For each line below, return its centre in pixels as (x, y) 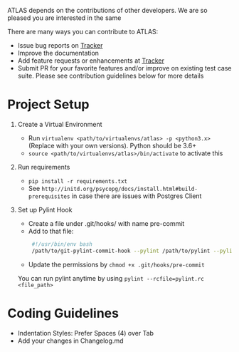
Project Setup (49, 104)
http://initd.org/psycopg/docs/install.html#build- (119, 189)
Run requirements (44, 167)
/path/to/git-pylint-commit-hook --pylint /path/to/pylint (121, 251)
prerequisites (49, 196)
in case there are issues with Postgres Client (137, 196)
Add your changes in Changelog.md (70, 341)
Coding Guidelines (63, 313)
